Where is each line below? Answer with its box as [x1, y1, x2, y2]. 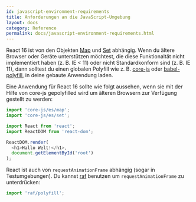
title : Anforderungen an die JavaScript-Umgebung [6, 14, 131, 20]
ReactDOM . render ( [6, 139, 49, 145]
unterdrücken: [6, 179, 41, 186]
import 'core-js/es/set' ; [6, 112, 70, 118]
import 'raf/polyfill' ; [6, 190, 65, 196]
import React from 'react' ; [6, 123, 76, 129]
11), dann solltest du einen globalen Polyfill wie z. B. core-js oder [6, 65, 163, 72]
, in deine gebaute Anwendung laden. [22, 72, 113, 79]
